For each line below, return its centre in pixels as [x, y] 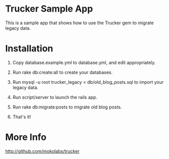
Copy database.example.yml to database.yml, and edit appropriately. [84, 62]
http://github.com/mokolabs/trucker [42, 151]
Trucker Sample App [49, 9]
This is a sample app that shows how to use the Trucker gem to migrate [79, 23]
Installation [29, 49]
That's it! [22, 117]
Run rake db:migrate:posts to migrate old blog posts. [67, 107]
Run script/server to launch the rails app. [55, 97]
